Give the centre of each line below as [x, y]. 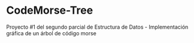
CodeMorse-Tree [50, 10]
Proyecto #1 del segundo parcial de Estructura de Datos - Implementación [97, 27]
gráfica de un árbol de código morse [51, 33]
